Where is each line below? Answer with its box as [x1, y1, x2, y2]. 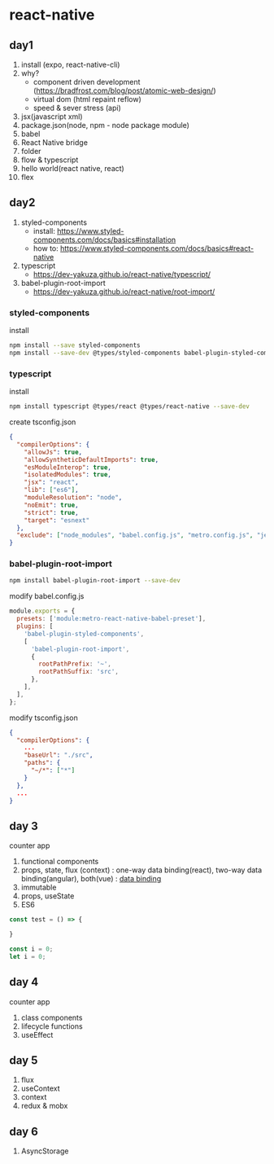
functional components [20, 857, 99, 867]
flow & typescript [20, 155, 79, 165]
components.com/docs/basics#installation [33, 235, 176, 244]
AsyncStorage [20, 1146, 69, 1156]
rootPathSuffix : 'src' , [38, 668, 119, 676]
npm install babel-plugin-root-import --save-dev [9, 577, 181, 585]
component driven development [33, 77, 141, 86]
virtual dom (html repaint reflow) [33, 94, 141, 103]
